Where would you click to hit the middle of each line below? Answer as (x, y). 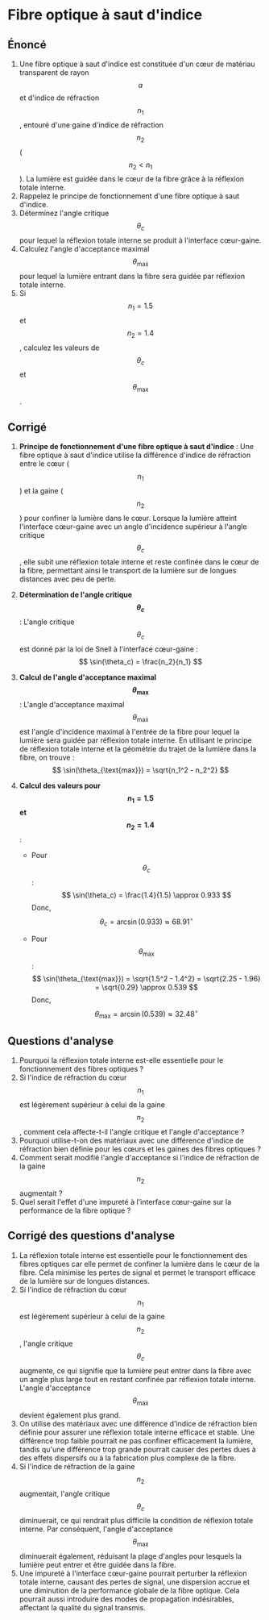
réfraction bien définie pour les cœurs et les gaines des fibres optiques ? (140, 1149)
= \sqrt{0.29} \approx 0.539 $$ (147, 987)
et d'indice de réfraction (59, 98)
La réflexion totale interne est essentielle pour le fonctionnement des (133, 1255)
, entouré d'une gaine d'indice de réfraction (91, 125)
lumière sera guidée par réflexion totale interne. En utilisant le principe (136, 740)
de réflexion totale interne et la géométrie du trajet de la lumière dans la (138, 748)
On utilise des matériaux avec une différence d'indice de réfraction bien (138, 1423)
